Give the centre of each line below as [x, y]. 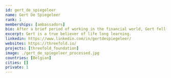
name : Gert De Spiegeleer [33, 15]
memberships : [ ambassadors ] [35, 24]
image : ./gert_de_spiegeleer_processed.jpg [52, 53]
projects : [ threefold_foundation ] [42, 48]
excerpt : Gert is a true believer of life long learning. [68, 34]
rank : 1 [14, 19]
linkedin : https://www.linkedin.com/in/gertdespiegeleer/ [68, 39]
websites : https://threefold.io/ [41, 44]
